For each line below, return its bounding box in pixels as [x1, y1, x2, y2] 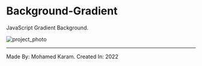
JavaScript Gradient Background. [6, 24, 89, 31]
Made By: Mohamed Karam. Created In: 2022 [6, 53, 118, 60]
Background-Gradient [6, 4, 118, 18]
